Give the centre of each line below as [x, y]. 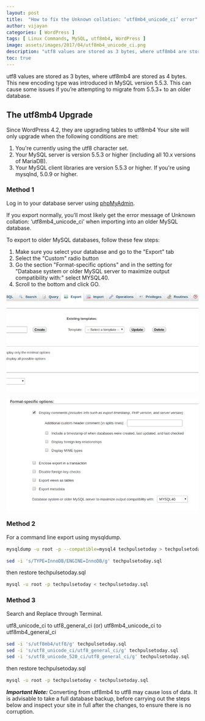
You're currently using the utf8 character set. [72, 148]
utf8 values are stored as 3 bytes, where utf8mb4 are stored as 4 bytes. [97, 76]
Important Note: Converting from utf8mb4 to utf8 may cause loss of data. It [102, 692]
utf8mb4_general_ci [31, 632]
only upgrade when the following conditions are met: [73, 136]
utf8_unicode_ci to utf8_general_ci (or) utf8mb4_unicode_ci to [84, 625]
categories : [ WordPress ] [41, 32]
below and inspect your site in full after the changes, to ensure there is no [99, 705]
